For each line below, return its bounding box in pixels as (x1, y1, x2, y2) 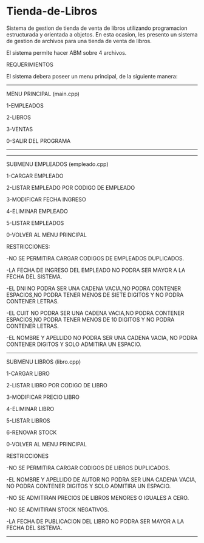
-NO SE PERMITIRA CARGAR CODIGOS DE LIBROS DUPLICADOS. (6, 464, 171, 471)
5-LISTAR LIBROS (6, 417, 50, 424)
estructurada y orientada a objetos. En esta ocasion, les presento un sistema (6, 30, 198, 38)
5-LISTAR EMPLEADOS (6, 219, 64, 226)
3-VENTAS (6, 125, 33, 133)
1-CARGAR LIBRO (6, 370, 50, 377)
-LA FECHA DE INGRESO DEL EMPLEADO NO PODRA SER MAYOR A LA (6, 266, 186, 274)
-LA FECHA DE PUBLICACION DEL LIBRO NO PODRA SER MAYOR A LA (6, 517, 184, 525)
